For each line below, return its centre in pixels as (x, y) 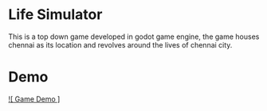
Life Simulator (55, 15)
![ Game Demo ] (34, 99)
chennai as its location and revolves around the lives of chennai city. (120, 44)
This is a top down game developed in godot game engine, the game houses (134, 36)
